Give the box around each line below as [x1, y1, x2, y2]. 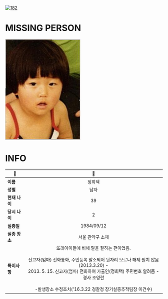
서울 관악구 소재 [78, 234, 109, 240]
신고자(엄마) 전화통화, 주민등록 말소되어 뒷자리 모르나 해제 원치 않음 [28, 257, 159, 263]
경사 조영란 [82, 274, 104, 281]
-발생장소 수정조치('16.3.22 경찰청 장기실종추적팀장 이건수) [34, 286, 152, 292]
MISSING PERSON [5, 23, 81, 34]
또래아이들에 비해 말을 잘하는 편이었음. [56, 245, 131, 251]
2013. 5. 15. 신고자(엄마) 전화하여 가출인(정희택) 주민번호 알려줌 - [27, 268, 159, 274]
